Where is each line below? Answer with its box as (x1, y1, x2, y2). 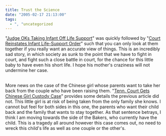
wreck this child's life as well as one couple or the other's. (5, 125, 126, 131)
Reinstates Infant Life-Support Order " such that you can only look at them (5, 41, 158, 47)
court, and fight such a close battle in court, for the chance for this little (5, 56, 154, 63)
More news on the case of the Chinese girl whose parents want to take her (5, 83, 160, 89)
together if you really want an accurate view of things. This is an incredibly (5, 46, 160, 52)
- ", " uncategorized (10, 21, 53, 27)
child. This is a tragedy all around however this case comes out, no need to (5, 120, 161, 126)
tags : (5, 17, 17, 22)
